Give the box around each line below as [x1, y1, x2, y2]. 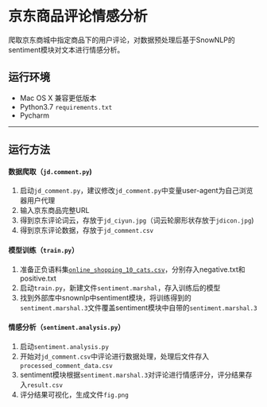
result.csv [26, 381, 64, 390]
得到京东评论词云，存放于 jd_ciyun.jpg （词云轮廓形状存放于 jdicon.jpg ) [19, 215, 254, 225]
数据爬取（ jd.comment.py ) [8, 166, 93, 176]
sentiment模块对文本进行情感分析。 [8, 45, 125, 54]
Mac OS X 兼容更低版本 [19, 93, 97, 103]
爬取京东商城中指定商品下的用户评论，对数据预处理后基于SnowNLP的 [8, 35, 236, 45]
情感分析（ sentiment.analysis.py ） [8, 323, 126, 332]
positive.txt [19, 273, 57, 283]
